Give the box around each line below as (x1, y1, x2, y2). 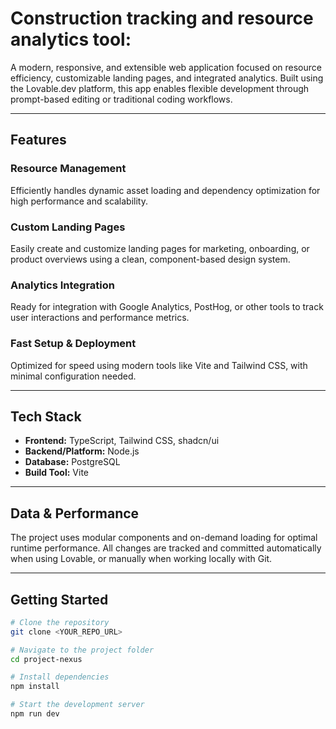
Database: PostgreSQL (24, 456, 121, 468)
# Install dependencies (10, 672, 110, 682)
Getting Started (10, 591, 109, 608)
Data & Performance (10, 505, 140, 522)
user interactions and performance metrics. (10, 312, 190, 324)
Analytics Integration (10, 278, 115, 292)
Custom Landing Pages (10, 220, 126, 234)
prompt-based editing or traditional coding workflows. (10, 93, 233, 105)
